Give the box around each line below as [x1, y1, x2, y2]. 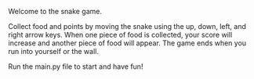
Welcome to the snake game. [8, 7, 103, 16]
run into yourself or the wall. [8, 47, 100, 56]
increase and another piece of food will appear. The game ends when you [8, 38, 247, 48]
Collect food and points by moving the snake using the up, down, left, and [8, 22, 247, 31]
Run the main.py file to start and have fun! [8, 62, 143, 71]
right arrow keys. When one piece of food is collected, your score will [8, 31, 233, 39]
